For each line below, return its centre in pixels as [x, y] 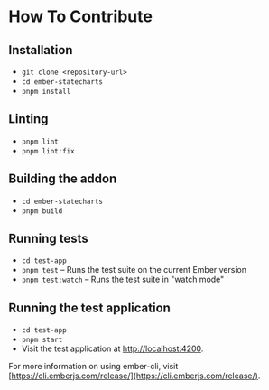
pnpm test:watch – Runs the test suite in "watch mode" [123, 279]
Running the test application [89, 307]
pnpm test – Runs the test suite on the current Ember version [134, 270]
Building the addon [63, 179]
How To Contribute [80, 17]
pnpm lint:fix [48, 151]
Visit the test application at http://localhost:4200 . [112, 348]
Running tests [49, 239]
